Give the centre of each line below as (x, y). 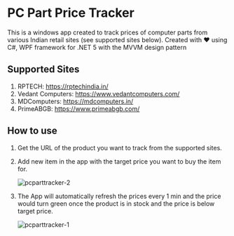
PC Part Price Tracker (71, 13)
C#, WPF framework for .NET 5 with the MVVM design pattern (97, 47)
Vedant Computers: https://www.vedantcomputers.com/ (98, 93)
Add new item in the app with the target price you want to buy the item (119, 161)
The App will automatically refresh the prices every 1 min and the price (119, 196)
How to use (32, 131)
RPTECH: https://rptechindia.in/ (63, 86)
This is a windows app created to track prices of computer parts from (108, 32)
